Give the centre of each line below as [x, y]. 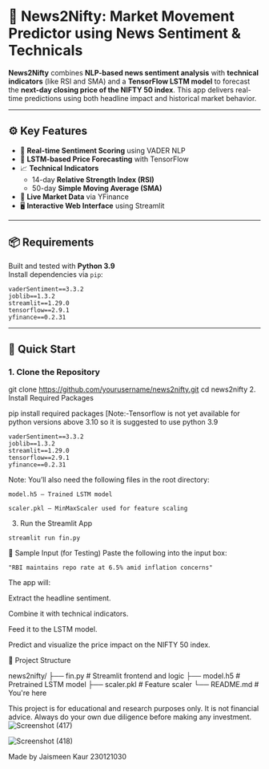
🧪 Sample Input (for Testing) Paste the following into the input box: [118, 553]
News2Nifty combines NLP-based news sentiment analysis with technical [133, 72]
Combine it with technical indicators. [68, 614]
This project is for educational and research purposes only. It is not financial [134, 709]
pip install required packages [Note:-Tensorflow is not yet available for [124, 413]
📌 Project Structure [40, 661]
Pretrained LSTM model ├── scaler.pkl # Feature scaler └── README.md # [134, 685]
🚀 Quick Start [42, 349]
